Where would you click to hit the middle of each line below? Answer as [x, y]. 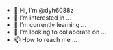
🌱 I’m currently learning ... [50, 25]
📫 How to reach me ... [45, 40]
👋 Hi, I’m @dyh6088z [43, 10]
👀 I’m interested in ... [42, 18]
